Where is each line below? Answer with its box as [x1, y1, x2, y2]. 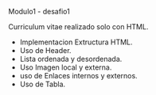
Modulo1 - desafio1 [8, 7, 70, 16]
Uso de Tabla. [19, 79, 66, 89]
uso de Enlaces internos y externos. [19, 71, 138, 80]
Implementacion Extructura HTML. [19, 37, 133, 47]
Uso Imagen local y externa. [19, 63, 112, 72]
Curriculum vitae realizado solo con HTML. [8, 22, 149, 31]
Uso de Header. [19, 46, 72, 55]
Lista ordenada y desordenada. [19, 55, 123, 63]
